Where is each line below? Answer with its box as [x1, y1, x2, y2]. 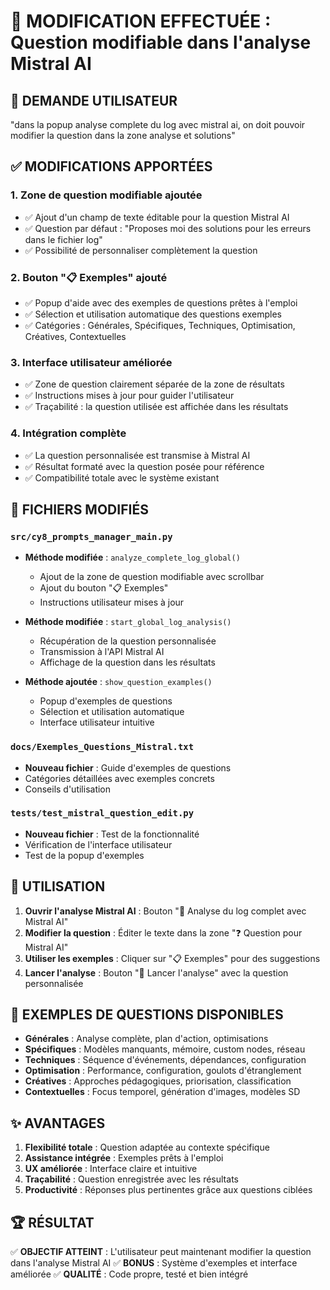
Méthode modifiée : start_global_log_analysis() [24, 616, 232, 628]
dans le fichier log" [24, 233, 103, 245]
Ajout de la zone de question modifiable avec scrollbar [39, 571, 265, 583]
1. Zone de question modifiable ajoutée [10, 188, 203, 202]
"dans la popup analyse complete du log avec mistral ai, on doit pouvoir [10, 119, 306, 130]
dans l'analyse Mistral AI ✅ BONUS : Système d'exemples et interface [10, 1257, 298, 1269]
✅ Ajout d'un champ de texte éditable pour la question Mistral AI [24, 211, 290, 223]
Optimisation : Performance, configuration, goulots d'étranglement [24, 1065, 302, 1077]
